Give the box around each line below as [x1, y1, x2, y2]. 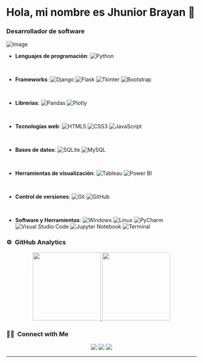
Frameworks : [14, 76, 50, 83]
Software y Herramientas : [14, 217, 82, 224]
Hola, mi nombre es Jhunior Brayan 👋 [6, 5, 195, 19]
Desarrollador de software [6, 27, 85, 36]
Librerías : [14, 99, 40, 106]
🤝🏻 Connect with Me [6, 330, 69, 338]
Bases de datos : [14, 146, 56, 154]
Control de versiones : [14, 193, 71, 200]
